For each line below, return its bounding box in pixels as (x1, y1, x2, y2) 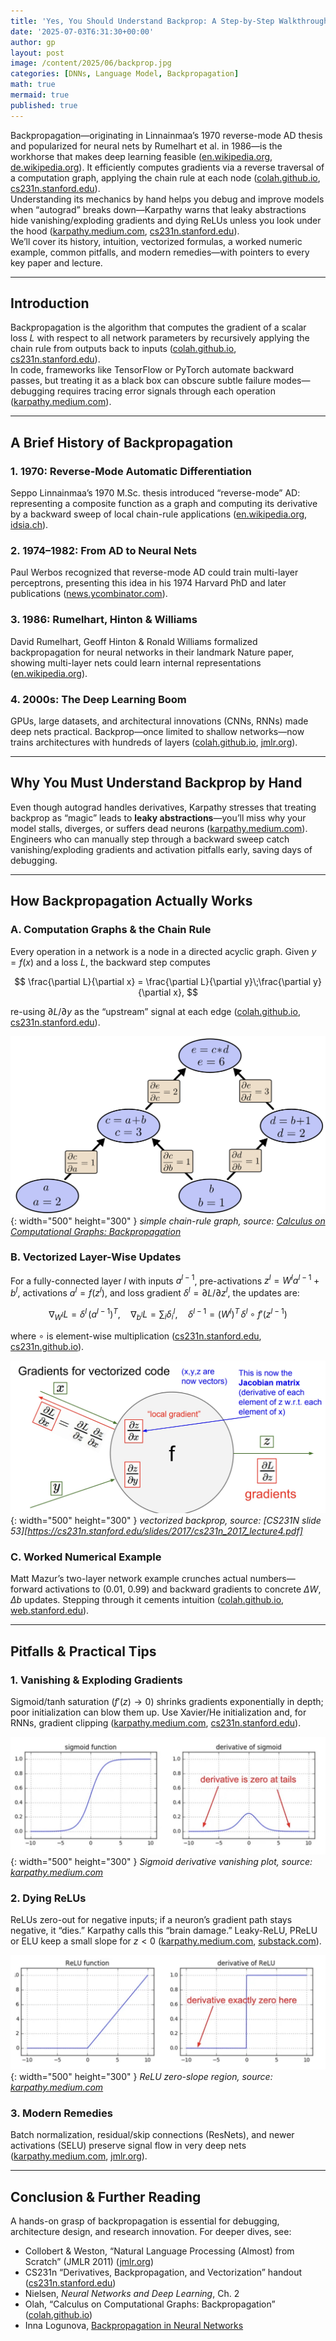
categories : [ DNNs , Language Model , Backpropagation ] (10, 69, 240, 79)
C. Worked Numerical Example (10, 1550, 162, 1564)
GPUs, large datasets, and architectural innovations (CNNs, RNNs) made (10, 715, 309, 727)
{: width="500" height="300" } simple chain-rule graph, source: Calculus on (10, 1215, 326, 1227)
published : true (10, 100, 78, 110)
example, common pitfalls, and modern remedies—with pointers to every (10, 246, 310, 258)
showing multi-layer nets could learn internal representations (10, 656, 262, 669)
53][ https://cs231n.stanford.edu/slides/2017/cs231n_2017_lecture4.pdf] (10, 1525, 303, 1537)
